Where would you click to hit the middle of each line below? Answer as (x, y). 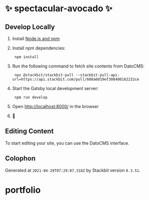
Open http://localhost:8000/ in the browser (55, 106)
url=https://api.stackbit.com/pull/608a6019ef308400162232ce (76, 79)
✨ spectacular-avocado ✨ (59, 9)
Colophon (20, 159)
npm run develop (31, 97)
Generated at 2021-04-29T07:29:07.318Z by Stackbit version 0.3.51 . (73, 170)
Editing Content (29, 131)
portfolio (23, 190)
